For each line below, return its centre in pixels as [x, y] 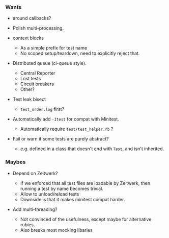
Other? [27, 89]
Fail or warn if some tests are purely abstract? [61, 139]
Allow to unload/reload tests [50, 194]
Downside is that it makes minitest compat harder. [73, 199]
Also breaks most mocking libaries [56, 230]
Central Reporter [38, 73]
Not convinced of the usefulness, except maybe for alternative [86, 219]
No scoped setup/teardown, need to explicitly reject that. [80, 53]
